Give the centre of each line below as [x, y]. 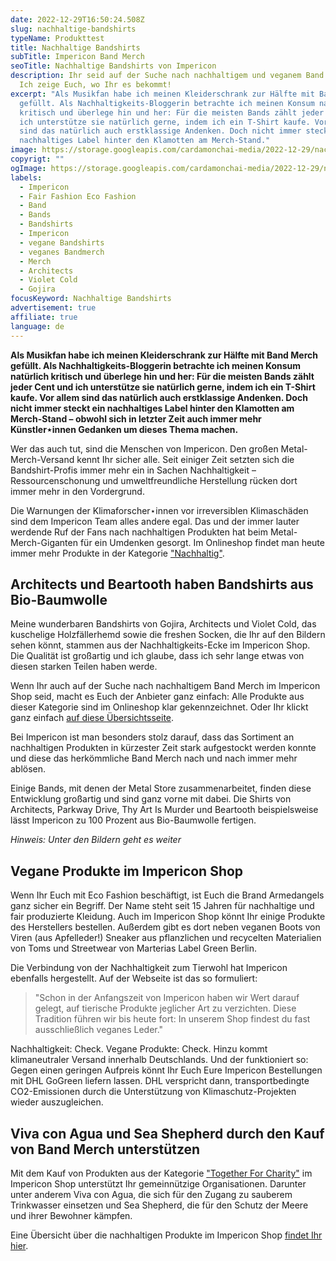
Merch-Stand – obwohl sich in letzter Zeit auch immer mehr [136, 418]
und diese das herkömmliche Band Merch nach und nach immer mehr [154, 758]
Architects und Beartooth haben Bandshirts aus [162, 584]
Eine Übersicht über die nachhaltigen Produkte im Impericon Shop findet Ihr [166, 1235]
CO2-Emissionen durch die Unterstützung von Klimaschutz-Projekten [153, 1092]
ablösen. [28, 769]
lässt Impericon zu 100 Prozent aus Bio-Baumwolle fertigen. [133, 820]
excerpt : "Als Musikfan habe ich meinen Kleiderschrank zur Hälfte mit [162, 94]
